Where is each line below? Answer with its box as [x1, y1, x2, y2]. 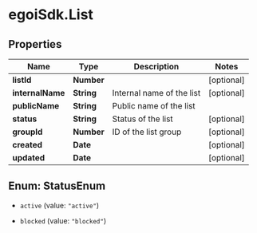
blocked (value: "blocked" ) [19, 215, 106, 225]
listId [12, 74, 32, 85]
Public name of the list [112, 101, 196, 111]
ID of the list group [112, 126, 182, 137]
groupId [12, 126, 43, 137]
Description [133, 61, 180, 72]
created [12, 140, 42, 150]
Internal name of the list [112, 88, 201, 98]
